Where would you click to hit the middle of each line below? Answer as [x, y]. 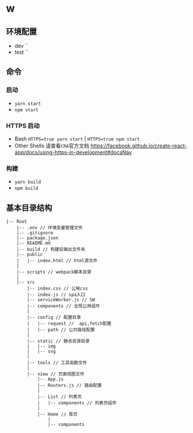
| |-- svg [42, 352]
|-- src [26, 283]
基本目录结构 [29, 207]
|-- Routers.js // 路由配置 [69, 386]
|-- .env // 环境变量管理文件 [50, 228]
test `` [22, 52]
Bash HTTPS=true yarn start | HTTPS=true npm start [77, 139]
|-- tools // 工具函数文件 [57, 363]
